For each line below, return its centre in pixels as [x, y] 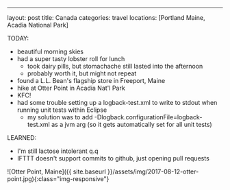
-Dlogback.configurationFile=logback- [148, 117]
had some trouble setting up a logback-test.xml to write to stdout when [117, 103]
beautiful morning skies [50, 51]
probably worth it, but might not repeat [82, 73]
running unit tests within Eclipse [62, 110]
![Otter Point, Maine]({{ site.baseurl [56, 171]
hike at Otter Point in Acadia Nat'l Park [71, 88]
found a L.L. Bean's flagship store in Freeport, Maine [91, 81]
